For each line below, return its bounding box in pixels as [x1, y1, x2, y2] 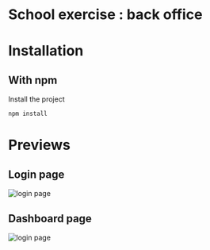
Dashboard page [8, 212, 93, 225]
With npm [8, 73, 58, 87]
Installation [8, 42, 84, 60]
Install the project [8, 94, 65, 104]
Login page [8, 167, 65, 181]
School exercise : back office [8, 6, 203, 24]
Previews [8, 137, 71, 154]
